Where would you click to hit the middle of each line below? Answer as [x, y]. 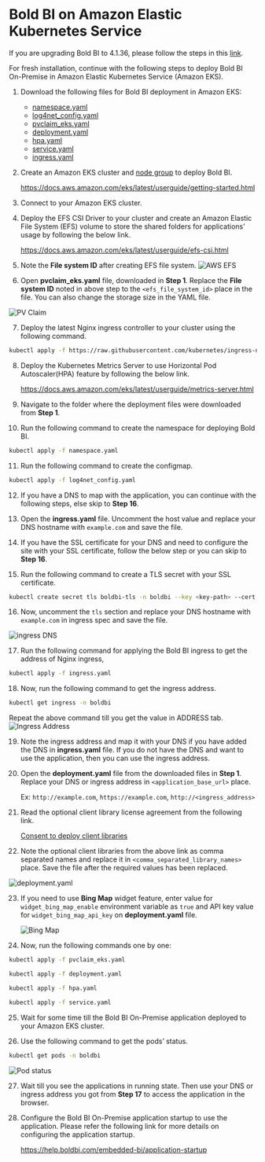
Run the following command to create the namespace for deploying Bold [138, 428]
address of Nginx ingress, [62, 659]
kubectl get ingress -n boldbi [60, 703]
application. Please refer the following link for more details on [120, 1126]
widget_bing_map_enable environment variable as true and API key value [137, 906]
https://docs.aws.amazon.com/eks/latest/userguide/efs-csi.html [124, 250]
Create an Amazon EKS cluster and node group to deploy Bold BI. [126, 172]
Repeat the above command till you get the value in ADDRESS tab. [116, 718]
